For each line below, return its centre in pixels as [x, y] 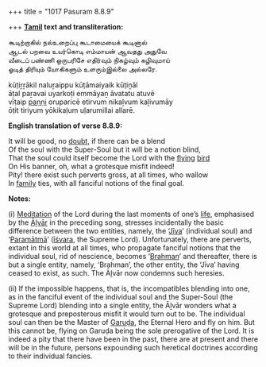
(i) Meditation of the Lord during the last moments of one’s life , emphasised [131, 214]
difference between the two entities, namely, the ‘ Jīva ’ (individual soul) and [130, 231]
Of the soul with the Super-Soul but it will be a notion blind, [104, 149]
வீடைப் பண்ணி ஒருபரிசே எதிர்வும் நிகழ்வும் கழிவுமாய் [89, 60]
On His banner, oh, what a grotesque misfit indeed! [91, 166]
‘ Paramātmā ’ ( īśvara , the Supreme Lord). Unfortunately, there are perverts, [130, 239]
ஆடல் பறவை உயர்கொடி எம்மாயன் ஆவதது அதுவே [87, 51]
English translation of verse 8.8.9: [66, 126]
